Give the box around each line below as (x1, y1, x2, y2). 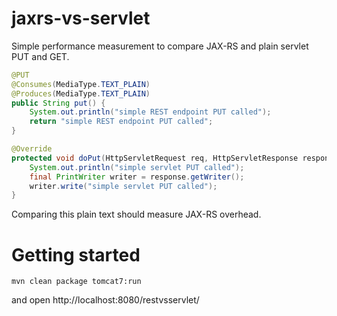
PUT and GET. (11, 50, 70, 62)
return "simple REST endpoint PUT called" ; (29, 117, 214, 127)
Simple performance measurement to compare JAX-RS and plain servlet (11, 40, 309, 52)
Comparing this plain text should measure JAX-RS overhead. (11, 208, 262, 221)
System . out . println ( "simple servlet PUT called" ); (29, 162, 245, 172)
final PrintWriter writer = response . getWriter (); (29, 172, 245, 182)
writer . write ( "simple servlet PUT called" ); (29, 181, 218, 191)
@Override (11, 144, 53, 154)
